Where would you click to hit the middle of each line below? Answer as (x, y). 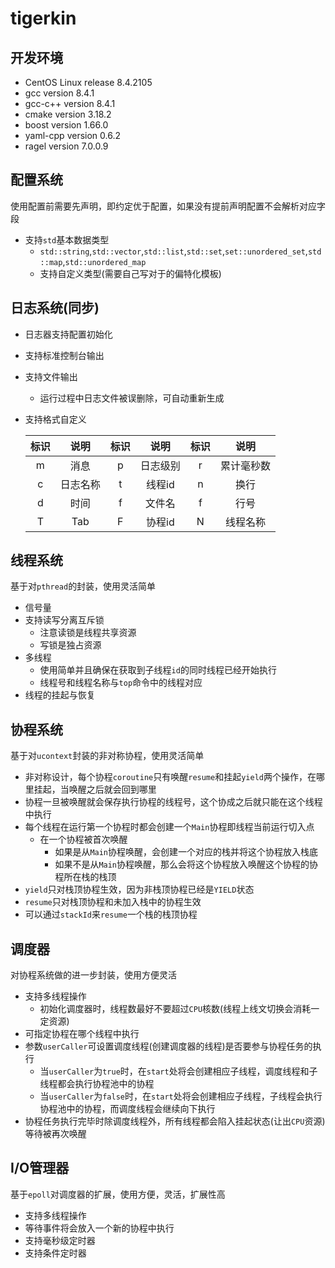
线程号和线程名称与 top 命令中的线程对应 (121, 683)
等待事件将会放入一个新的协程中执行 (99, 1228)
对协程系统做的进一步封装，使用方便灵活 (93, 975)
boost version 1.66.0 (66, 125)
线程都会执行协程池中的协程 (97, 1084)
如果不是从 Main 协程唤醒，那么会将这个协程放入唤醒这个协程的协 (186, 864)
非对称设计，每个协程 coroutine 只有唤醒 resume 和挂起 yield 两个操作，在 (170, 777)
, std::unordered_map (104, 261)
